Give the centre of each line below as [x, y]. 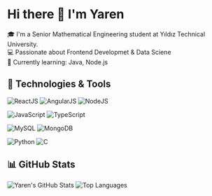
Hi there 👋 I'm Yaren [66, 14]
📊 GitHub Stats [41, 165]
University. [23, 44]
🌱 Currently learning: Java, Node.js [58, 62]
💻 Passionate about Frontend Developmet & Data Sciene [89, 52]
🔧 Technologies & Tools [59, 84]
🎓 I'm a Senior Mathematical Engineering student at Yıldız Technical [106, 34]
